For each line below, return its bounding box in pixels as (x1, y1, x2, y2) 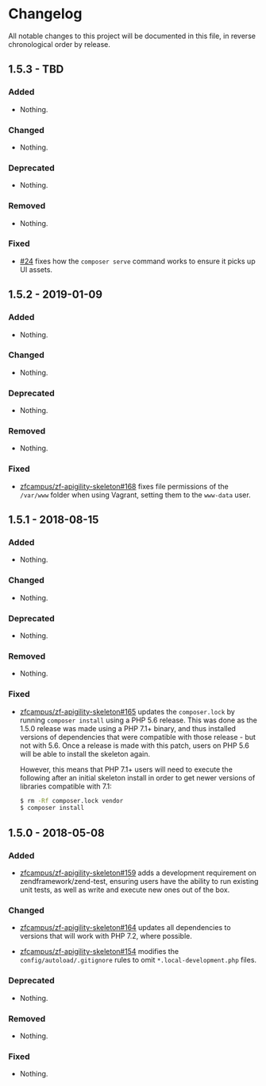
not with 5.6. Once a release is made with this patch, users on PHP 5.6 (19, 741, 250, 750)
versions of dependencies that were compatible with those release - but (19, 732, 256, 742)
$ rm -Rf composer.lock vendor (19, 796, 124, 804)
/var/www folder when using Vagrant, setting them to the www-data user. (19, 490, 252, 500)
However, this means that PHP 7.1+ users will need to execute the (19, 765, 233, 774)
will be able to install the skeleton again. (19, 749, 151, 758)
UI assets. (19, 264, 53, 274)
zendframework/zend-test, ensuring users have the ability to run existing (19, 877, 259, 886)
